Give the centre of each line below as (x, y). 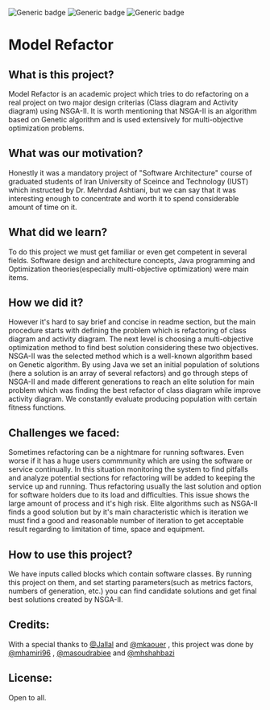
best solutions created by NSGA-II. (66, 600)
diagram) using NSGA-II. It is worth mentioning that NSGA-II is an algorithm (133, 111)
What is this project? (61, 74)
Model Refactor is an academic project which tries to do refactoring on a (129, 94)
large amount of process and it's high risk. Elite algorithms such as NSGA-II (133, 504)
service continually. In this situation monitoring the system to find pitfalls (128, 469)
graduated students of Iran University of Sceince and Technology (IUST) (129, 181)
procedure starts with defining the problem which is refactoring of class (128, 331)
